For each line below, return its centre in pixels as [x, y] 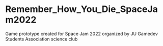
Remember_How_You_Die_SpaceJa [81, 9]
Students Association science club [42, 39]
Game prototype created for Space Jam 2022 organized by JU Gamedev [81, 33]
